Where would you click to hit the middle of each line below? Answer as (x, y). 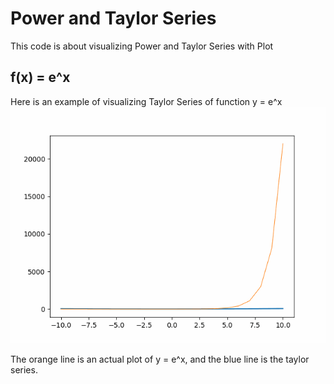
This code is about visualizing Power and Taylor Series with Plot (142, 46)
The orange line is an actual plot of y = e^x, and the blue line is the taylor (160, 359)
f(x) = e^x (40, 77)
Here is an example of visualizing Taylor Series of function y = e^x (146, 101)
